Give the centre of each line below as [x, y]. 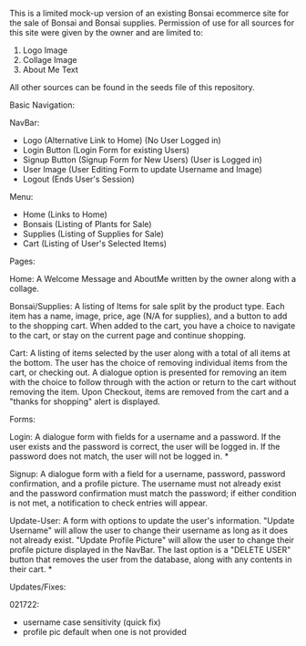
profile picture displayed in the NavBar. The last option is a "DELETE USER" [150, 550]
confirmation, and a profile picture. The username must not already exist [145, 484]
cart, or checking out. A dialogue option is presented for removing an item [148, 372]
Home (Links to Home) [65, 214]
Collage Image [50, 60]
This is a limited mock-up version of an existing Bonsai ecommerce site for [149, 13]
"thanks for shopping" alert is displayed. [85, 401]
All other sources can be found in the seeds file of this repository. [132, 87]
